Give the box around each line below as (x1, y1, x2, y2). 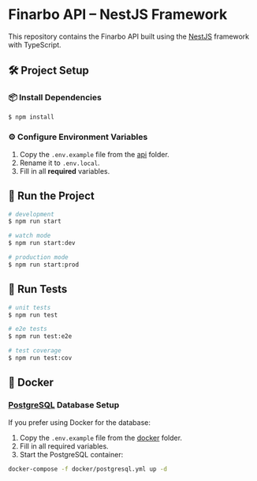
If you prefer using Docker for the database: (8, 417, 151, 427)
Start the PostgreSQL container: (19, 449, 124, 459)
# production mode (8, 254, 69, 261)
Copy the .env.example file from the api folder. (19, 149, 169, 159)
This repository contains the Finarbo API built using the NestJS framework (8, 32, 250, 41)
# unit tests (8, 303, 51, 311)
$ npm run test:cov (8, 354, 73, 363)
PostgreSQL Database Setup (8, 400, 120, 411)
